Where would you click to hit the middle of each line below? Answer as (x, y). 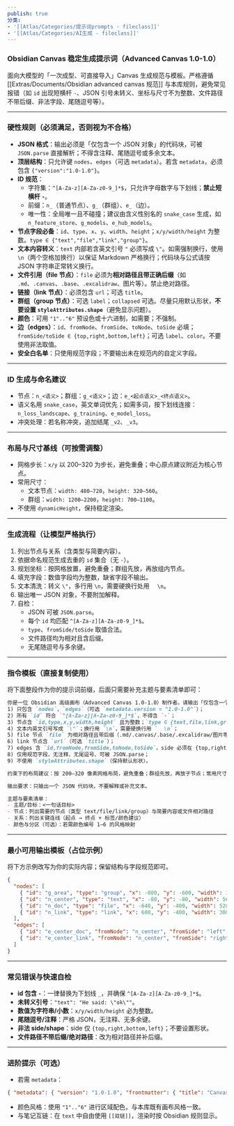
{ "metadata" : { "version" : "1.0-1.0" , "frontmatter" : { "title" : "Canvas (118, 1093)
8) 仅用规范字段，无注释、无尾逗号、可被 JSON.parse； (78, 755)
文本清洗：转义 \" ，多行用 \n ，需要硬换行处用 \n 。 (93, 586)
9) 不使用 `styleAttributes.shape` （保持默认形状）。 (79, 761)
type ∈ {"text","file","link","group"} (87, 240)
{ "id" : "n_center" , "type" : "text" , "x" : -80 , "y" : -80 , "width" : (120, 899)
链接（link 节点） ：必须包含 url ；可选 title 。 (82, 292)
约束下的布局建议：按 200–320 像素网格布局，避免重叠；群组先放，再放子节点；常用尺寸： (120, 774)
